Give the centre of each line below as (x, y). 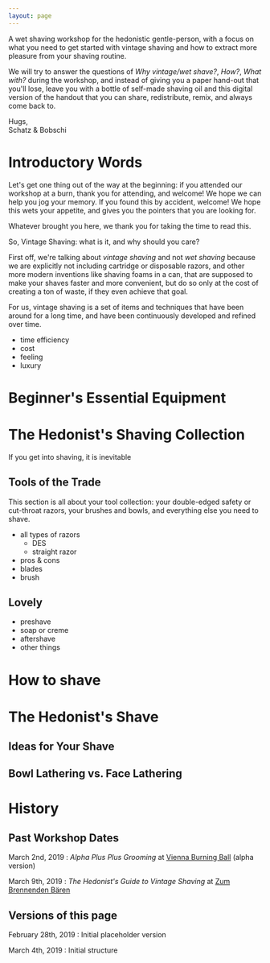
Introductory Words (76, 162)
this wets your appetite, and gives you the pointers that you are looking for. (132, 210)
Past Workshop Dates (63, 838)
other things (40, 647)
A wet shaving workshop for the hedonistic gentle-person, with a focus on (131, 39)
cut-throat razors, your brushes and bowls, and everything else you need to (133, 510)
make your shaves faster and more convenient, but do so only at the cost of (133, 283)
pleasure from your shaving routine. (67, 56)
